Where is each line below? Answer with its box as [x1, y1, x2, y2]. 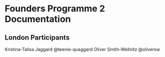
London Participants [5, 33, 70, 42]
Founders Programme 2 [5, 3, 105, 14]
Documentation [5, 13, 71, 25]
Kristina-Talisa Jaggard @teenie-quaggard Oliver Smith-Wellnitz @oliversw [5, 47, 160, 52]
